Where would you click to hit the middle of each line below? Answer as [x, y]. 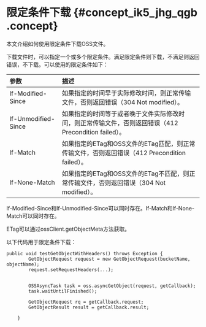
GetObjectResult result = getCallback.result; [89, 307]
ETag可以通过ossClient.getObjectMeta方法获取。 [68, 229]
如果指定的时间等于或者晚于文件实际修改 [120, 113]
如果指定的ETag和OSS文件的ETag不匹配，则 [125, 174]
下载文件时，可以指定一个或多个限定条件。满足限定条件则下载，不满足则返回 [103, 56]
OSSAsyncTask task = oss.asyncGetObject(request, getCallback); [112, 286]
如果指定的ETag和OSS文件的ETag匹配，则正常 [128, 144]
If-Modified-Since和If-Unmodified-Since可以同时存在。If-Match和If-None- [101, 208]
